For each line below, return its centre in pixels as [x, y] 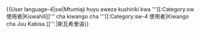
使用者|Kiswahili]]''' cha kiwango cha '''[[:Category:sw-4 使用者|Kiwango [98, 16]
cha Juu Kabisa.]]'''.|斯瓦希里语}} [48, 24]
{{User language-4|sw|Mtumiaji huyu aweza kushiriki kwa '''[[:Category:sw [100, 9]
